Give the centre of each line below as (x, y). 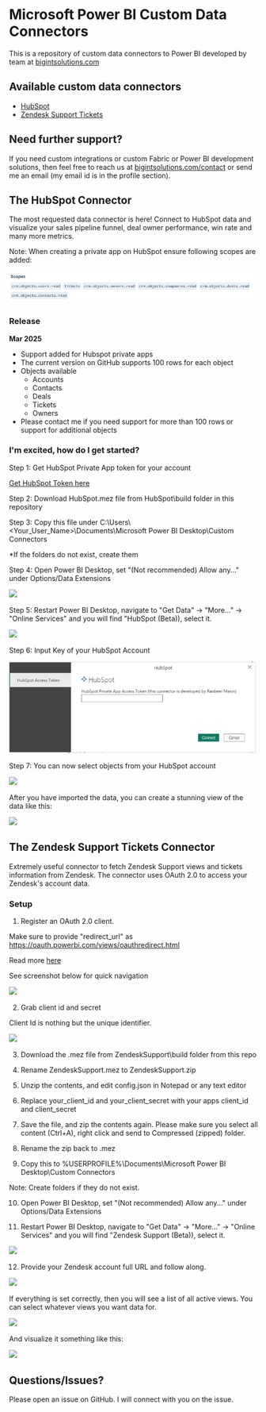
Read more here (35, 960)
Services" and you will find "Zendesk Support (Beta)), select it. (123, 1235)
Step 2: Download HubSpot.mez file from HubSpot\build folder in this (122, 498)
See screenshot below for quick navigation (79, 976)
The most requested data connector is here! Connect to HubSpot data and (130, 219)
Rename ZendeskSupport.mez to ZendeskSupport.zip (108, 1070)
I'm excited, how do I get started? (74, 450)
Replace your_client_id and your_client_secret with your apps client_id (134, 1101)
